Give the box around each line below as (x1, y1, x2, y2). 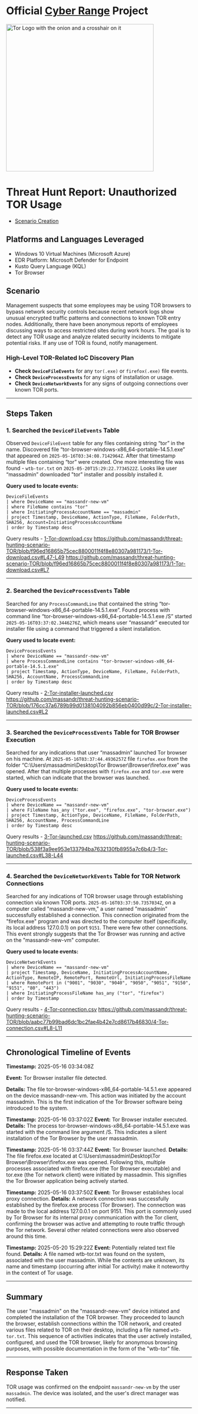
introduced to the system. (6, 1105, 69, 1112)
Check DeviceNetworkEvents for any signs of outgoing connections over (14, 380, 189, 387)
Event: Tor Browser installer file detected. (6, 1074, 107, 1082)
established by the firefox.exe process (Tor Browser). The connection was (6, 1201, 186, 1209)
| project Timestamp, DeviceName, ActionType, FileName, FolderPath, (6, 515, 181, 520)
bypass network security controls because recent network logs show (6, 308, 174, 315)
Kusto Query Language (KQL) (14, 262, 87, 269)
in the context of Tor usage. (6, 1269, 74, 1277)
